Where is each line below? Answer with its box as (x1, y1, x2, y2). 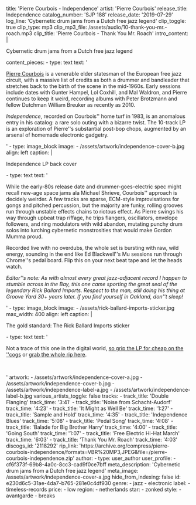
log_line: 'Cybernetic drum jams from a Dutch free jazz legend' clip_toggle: (6, 18, 186, 24)
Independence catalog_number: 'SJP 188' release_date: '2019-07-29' (6, 11, 174, 18)
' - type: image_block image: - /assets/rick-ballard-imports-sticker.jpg (6, 304, 175, 311)
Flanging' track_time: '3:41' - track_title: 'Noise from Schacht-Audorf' (6, 399, 172, 405)
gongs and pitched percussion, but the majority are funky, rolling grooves (6, 202, 183, 209)
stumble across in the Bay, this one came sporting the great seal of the (6, 281, 177, 287)
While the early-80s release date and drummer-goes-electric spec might (6, 183, 181, 190)
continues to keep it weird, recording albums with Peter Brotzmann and (6, 95, 177, 102)
